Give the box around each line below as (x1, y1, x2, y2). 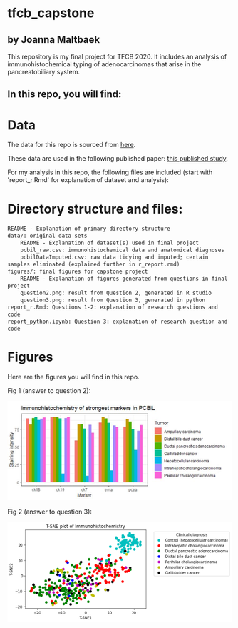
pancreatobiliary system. (7, 68, 81, 76)
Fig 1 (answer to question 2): (7, 387, 91, 395)
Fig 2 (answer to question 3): (7, 507, 93, 516)
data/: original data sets (7, 232, 88, 240)
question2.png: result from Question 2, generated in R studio (20, 289, 212, 297)
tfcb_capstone (7, 5, 95, 21)
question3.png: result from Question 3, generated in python (20, 296, 205, 304)
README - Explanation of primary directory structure (7, 225, 171, 233)
